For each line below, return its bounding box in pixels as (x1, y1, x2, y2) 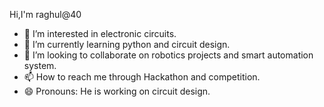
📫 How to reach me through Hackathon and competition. (23, 71, 261, 83)
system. (23, 60, 57, 71)
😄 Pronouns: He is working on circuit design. (23, 85, 211, 97)
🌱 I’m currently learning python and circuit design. (23, 39, 231, 50)
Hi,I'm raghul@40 (9, 9, 82, 20)
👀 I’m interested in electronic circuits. (23, 28, 177, 39)
